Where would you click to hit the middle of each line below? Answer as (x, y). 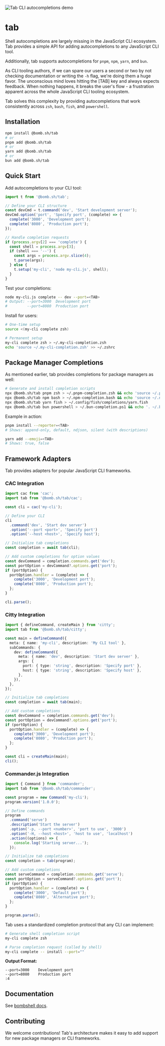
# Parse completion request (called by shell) (54, 947)
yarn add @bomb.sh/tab (28, 152)
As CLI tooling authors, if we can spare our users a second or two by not (78, 70)
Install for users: (21, 316)
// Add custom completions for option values (52, 557)
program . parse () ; (23, 916)
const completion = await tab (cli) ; (42, 548)
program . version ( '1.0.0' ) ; (33, 802)
